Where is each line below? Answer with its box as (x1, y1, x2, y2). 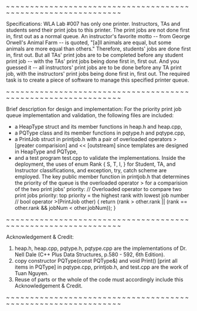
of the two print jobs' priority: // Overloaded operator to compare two (14, 186, 182, 192)
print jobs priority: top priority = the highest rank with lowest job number (14, 192, 189, 199)
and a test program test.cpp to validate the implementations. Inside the (14, 155, 186, 161)
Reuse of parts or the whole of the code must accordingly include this (14, 276, 184, 283)
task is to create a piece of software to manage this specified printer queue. (6, 76, 189, 83)
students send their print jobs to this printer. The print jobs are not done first (6, 26, 190, 34)
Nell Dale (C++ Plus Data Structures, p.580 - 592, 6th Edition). (14, 251, 165, 258)
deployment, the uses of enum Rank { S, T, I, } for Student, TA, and (14, 160, 176, 168)
